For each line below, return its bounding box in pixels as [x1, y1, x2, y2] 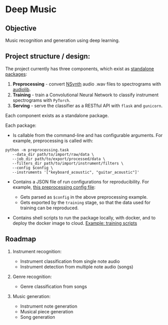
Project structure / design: [5, 52, 90, 61]
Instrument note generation [20, 303, 78, 309]
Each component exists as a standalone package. [5, 112, 109, 118]
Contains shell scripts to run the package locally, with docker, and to [12, 214, 156, 221]
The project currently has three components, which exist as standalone [5, 65, 154, 72]
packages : [5, 71, 27, 77]
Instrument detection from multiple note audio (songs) [20, 263, 133, 269]
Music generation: [12, 293, 51, 299]
